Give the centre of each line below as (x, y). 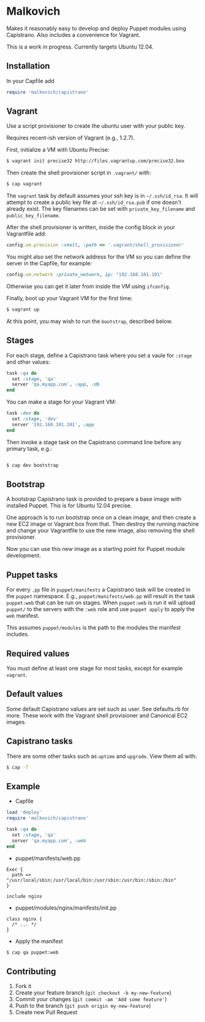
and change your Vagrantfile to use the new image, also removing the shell (100, 531)
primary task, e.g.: (29, 448)
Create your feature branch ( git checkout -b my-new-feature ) (93, 993)
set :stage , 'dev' (35, 419)
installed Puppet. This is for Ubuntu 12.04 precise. (69, 505)
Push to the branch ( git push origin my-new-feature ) (83, 1006)
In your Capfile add (31, 80)
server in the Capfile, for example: (49, 263)
